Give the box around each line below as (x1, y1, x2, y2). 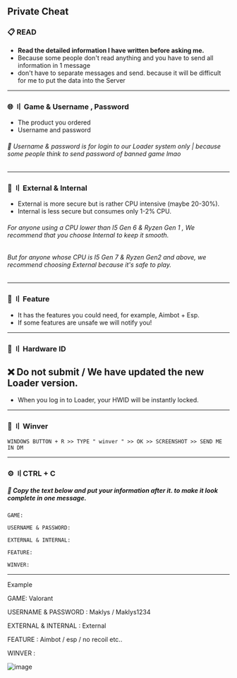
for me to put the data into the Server (17, 76, 126, 84)
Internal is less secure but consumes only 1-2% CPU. (17, 207, 171, 216)
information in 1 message (17, 61, 90, 69)
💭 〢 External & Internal (7, 183, 87, 193)
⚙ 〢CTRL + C (7, 468, 56, 478)
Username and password (17, 125, 91, 134)
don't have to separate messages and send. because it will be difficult (17, 69, 221, 77)
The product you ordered (17, 118, 91, 127)
